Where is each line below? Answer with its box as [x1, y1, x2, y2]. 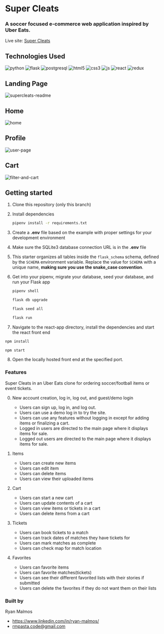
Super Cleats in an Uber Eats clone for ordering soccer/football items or [5, 380, 150, 386]
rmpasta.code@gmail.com [12, 623, 66, 630]
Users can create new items [19, 460, 76, 466]
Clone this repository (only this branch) [12, 202, 92, 208]
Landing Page [5, 79, 48, 88]
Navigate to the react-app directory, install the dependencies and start [12, 324, 155, 330]
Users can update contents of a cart [19, 500, 93, 506]
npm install [5, 339, 29, 344]
